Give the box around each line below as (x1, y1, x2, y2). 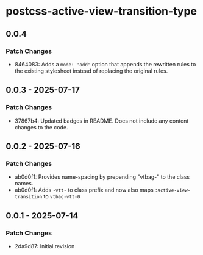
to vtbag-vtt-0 (43, 193, 80, 200)
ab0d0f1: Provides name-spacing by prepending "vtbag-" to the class (14, 173, 190, 181)
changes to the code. (14, 123, 68, 131)
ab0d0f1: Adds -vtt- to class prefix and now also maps (14, 186, 154, 193)
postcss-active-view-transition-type (5, 4, 198, 18)
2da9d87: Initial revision (14, 242, 75, 250)
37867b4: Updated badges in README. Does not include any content (14, 117, 189, 124)
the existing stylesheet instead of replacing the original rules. (14, 67, 168, 74)
